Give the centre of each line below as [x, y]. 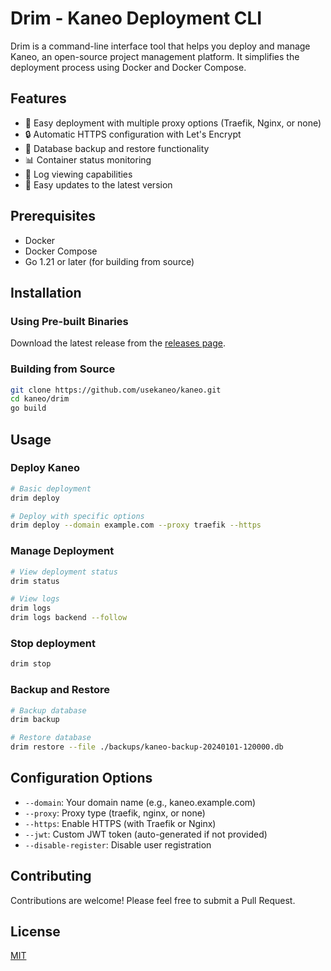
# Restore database [51, 738]
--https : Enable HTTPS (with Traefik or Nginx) [120, 823]
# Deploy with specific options [77, 516]
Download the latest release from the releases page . [118, 343]
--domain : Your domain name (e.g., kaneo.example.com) [140, 802]
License [35, 932]
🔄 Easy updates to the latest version [98, 184]
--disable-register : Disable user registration [118, 844]
